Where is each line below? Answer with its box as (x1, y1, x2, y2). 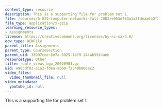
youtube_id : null (9, 84, 45, 89)
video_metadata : (5, 79, 38, 84)
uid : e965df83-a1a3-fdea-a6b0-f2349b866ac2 (5, 66, 95, 71)
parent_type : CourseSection (5, 48, 62, 53)
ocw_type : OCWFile (5, 39, 42, 44)
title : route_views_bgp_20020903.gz (5, 61, 79, 66)
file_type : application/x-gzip (5, 20, 68, 26)
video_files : (5, 71, 32, 75)
